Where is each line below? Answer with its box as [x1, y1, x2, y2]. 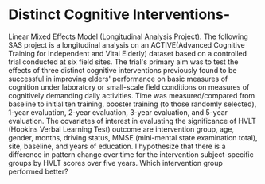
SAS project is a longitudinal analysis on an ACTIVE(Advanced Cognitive [8, 40, 245, 49]
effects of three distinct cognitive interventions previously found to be [8, 65, 237, 75]
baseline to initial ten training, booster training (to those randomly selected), [8, 99, 257, 109]
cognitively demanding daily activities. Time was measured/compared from [8, 90, 255, 100]
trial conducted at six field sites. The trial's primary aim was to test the [8, 57, 239, 67]
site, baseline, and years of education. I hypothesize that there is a [8, 141, 226, 151]
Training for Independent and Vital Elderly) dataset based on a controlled [8, 48, 247, 58]
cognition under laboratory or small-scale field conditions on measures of [8, 82, 250, 92]
